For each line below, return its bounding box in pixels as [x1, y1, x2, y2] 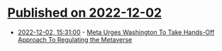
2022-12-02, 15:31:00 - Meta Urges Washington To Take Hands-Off [17, 28, 215, 36]
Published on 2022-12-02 [7, 5, 162, 21]
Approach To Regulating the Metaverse [17, 35, 133, 43]
